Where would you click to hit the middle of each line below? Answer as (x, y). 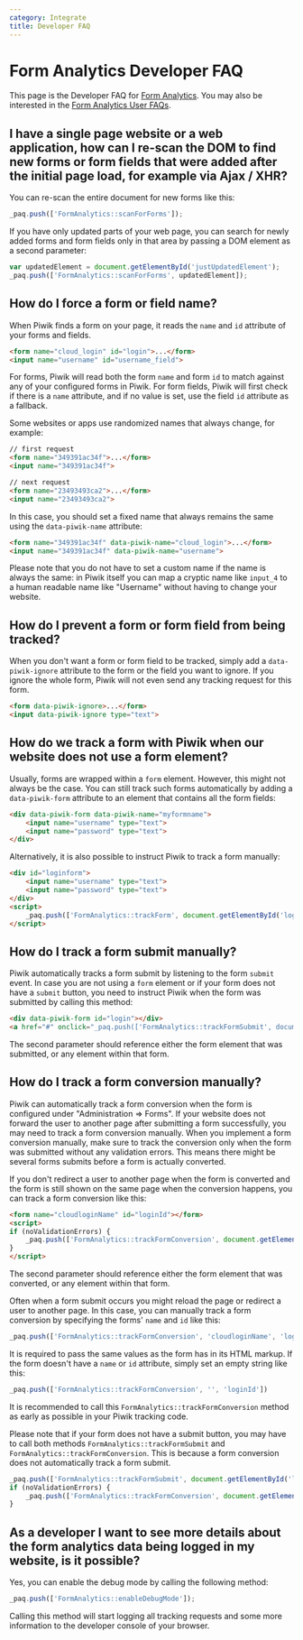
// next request (40, 483)
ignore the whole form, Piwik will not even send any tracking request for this (151, 680)
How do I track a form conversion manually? (135, 1082)
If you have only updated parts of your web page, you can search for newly (149, 232)
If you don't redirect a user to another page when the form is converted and (150, 1179)
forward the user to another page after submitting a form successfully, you (148, 1123)
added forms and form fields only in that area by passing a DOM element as (150, 241)
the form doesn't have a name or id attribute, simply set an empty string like (149, 1363)
